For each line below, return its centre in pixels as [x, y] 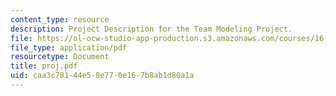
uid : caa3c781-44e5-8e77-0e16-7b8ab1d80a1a [102, 76]
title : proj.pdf [44, 66]
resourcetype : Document [60, 57]
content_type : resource [60, 19]
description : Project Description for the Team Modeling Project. [151, 29]
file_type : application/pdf [69, 47]
